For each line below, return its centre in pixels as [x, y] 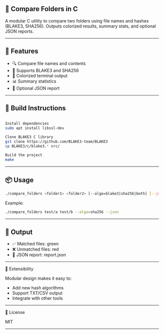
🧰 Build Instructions [35, 108]
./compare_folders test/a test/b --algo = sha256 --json [62, 212]
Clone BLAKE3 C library [29, 137]
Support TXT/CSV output [37, 293]
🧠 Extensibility [19, 269]
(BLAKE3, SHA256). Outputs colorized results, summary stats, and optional [81, 26]
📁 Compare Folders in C [41, 9]
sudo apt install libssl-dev [35, 128]
